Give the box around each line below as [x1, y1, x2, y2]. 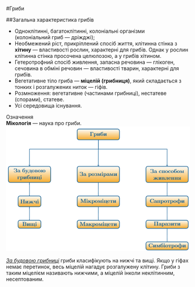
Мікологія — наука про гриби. [6, 120, 82, 126]
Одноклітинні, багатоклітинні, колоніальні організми [14, 27, 145, 34]
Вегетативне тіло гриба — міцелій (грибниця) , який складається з [14, 77, 182, 84]
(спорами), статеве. [14, 96, 65, 103]
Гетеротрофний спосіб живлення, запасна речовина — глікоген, [14, 58, 175, 65]
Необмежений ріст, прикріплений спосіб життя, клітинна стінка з [14, 40, 177, 47]
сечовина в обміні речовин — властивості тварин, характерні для [14, 65, 179, 72]
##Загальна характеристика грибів [6, 16, 95, 23]
